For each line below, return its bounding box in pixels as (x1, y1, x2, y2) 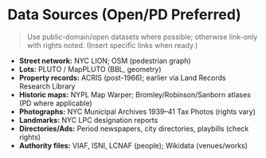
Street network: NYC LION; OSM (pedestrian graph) (18, 56, 192, 65)
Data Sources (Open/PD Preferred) (7, 6, 242, 24)
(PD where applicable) (18, 98, 92, 108)
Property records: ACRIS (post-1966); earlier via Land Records (18, 73, 226, 82)
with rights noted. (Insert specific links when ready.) (26, 40, 198, 49)
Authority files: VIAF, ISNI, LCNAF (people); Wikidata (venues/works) (18, 140, 248, 150)
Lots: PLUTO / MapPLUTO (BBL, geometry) (18, 64, 162, 73)
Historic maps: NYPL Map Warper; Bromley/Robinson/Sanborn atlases (18, 89, 252, 99)
